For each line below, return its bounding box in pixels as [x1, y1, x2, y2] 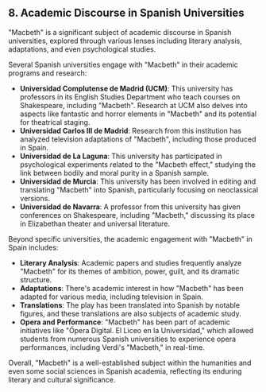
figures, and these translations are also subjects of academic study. [19, 309, 241, 318]
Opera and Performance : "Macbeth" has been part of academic [19, 317, 230, 327]
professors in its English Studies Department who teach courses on [19, 91, 241, 102]
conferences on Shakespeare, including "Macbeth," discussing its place [19, 210, 256, 219]
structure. [19, 274, 52, 285]
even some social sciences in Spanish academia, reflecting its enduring [8, 366, 242, 376]
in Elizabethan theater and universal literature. [19, 219, 171, 228]
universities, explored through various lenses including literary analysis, [8, 36, 242, 45]
